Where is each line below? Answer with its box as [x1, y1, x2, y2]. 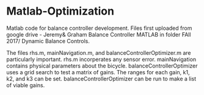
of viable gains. [6, 81, 45, 89]
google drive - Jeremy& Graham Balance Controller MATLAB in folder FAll [6, 30, 191, 38]
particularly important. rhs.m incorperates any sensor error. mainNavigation [6, 55, 197, 63]
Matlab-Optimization [6, 4, 115, 18]
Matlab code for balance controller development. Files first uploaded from [6, 24, 192, 32]
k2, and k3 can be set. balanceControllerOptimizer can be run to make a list [6, 75, 197, 82]
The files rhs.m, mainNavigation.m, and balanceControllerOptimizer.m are [6, 49, 191, 56]
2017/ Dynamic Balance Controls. [6, 37, 90, 44]
